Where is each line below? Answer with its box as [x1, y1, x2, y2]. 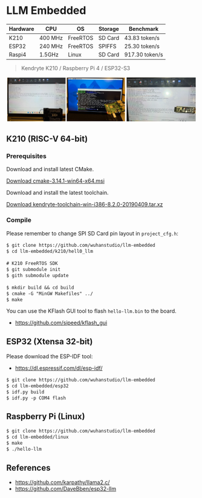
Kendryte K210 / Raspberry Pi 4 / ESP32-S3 [21, 64, 131, 71]
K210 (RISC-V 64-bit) [6, 134, 88, 144]
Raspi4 [8, 51, 27, 58]
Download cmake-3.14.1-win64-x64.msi [6, 177, 105, 185]
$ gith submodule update [6, 272, 69, 278]
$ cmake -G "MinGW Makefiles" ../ [6, 290, 94, 297]
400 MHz [39, 34, 64, 41]
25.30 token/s [124, 42, 160, 50]
